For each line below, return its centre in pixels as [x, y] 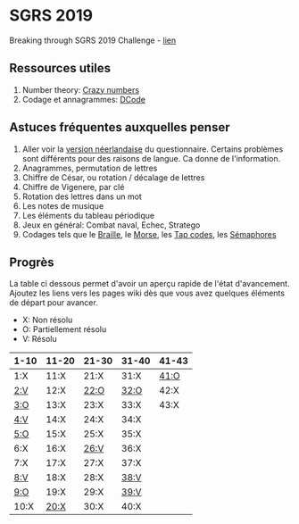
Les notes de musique [63, 205]
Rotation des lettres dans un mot [82, 196]
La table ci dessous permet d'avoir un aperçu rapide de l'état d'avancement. [149, 284]
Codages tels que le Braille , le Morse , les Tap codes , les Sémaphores [149, 234]
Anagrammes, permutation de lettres [90, 168]
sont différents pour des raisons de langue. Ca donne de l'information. [151, 158]
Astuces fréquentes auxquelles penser [120, 127]
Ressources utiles [60, 68]
